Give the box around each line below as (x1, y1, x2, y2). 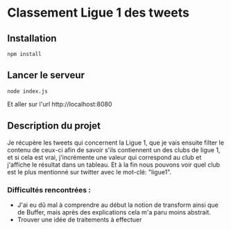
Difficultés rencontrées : (7, 185, 92, 194)
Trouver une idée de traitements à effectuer (17, 215, 142, 223)
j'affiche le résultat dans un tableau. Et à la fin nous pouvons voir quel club (7, 161, 221, 169)
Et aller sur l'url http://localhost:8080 (7, 100, 112, 108)
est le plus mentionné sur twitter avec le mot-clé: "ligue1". (7, 167, 172, 176)
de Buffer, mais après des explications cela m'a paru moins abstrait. (17, 208, 212, 216)
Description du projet (7, 120, 101, 132)
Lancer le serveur (7, 69, 85, 81)
